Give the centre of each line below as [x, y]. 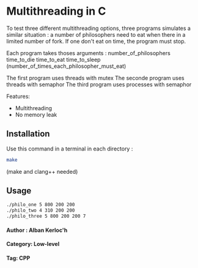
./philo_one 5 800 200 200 [41, 205]
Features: [18, 96]
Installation [28, 134]
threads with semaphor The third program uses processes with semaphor [99, 84]
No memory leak [36, 114]
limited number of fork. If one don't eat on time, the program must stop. [96, 41]
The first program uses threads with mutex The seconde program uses [95, 78]
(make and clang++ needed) [42, 171]
